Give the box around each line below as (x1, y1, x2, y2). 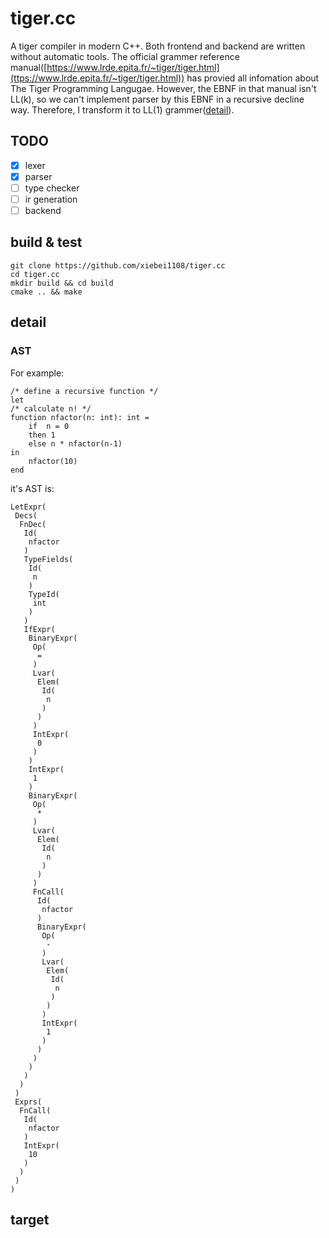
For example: (10, 367, 65, 379)
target (10, 1211, 50, 1228)
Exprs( (14, 1097, 43, 1107)
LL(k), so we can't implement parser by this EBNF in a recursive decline (10, 93, 305, 105)
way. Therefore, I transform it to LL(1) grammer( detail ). (10, 103, 235, 116)
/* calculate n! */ (10, 403, 92, 414)
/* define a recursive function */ (10, 386, 159, 396)
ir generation (24, 193, 78, 205)
